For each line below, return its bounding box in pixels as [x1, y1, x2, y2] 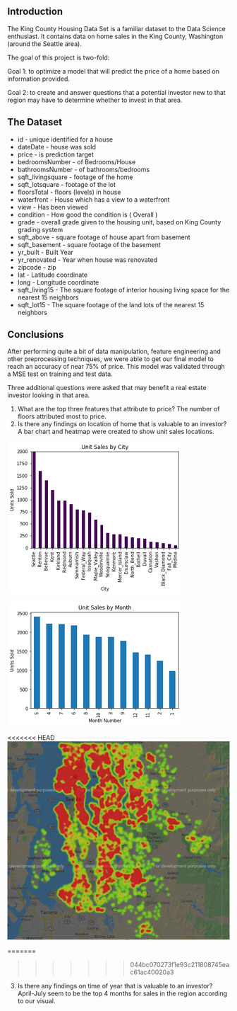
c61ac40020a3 [130, 968, 174, 976]
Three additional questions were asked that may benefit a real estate [7, 384, 207, 392]
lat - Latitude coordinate [17, 270, 88, 279]
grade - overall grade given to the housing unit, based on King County [17, 217, 221, 226]
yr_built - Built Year [17, 248, 74, 256]
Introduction [7, 6, 63, 18]
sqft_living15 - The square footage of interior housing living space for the [17, 285, 230, 294]
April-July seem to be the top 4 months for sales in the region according [17, 989, 228, 998]
